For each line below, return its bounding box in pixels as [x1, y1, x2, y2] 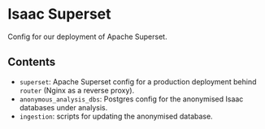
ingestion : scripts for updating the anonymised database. [19, 111, 213, 121]
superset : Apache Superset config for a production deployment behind [19, 76, 257, 86]
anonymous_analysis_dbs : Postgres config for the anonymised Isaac [19, 94, 244, 104]
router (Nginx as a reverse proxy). [19, 85, 135, 95]
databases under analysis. [19, 102, 108, 112]
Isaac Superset [7, 5, 111, 24]
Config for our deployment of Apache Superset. [7, 32, 167, 41]
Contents [7, 55, 56, 69]
